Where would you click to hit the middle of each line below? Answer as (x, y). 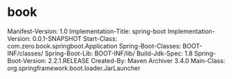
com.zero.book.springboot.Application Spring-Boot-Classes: (94, 46)
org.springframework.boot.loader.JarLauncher (74, 68)
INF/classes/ (25, 53)
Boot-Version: (27, 60)
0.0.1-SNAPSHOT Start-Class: (75, 38)
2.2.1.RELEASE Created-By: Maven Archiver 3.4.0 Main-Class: (137, 60)
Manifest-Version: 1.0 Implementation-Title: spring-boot (87, 31)
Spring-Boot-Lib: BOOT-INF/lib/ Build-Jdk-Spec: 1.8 (119, 53)
